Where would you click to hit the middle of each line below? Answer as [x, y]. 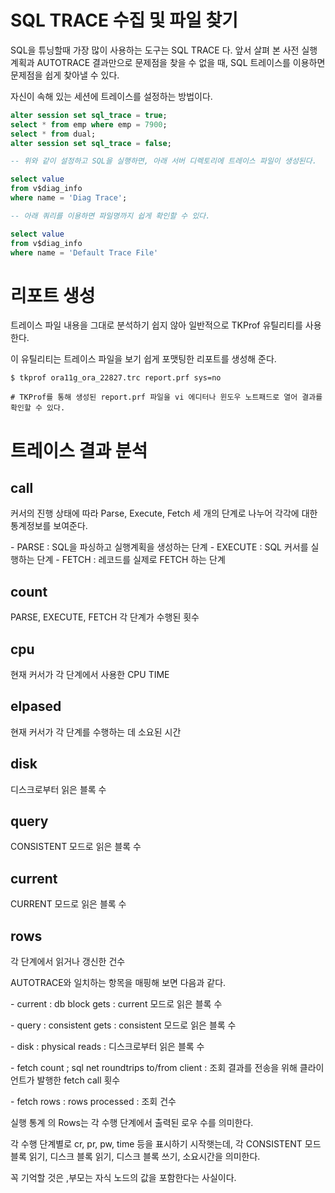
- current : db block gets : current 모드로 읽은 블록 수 [116, 1004]
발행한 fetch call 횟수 [78, 1080]
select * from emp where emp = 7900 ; [89, 124]
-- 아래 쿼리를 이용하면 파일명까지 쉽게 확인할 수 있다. [110, 216]
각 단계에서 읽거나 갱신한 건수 [68, 962]
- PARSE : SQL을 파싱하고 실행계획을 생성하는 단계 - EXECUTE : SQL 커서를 [159, 547]
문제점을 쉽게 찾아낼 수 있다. [65, 75]
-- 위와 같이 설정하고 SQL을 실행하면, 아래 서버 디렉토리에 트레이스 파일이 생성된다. [163, 161]
